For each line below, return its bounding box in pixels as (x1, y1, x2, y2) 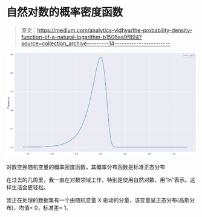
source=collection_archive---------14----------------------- (21, 40, 171, 47)
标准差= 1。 (43, 204, 72, 211)
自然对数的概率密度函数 (6, 5, 123, 19)
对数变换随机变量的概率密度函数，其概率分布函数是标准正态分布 (6, 163, 165, 171)
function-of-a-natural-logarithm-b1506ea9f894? (21, 33, 142, 40)
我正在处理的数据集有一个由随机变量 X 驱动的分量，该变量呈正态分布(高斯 (6, 197, 190, 204)
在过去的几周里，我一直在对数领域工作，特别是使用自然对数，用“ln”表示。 (6, 176, 191, 183)
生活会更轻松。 (11, 183, 49, 190)
